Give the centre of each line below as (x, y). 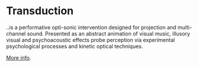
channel (16, 33)
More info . (19, 58)
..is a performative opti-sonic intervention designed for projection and (91, 27)
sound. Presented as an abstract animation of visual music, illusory (109, 33)
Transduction (40, 11)
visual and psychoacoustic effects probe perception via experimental (90, 40)
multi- (185, 27)
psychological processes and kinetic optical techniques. (75, 46)
